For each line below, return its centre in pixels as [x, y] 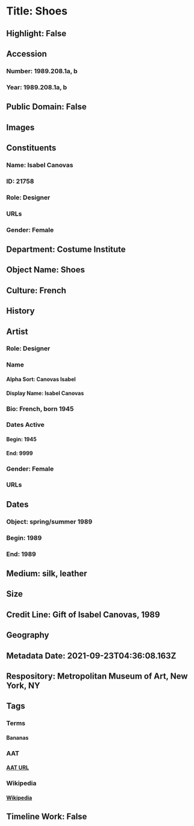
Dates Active [26, 425]
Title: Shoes [37, 11]
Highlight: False [36, 34]
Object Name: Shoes [46, 270]
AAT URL [17, 767]
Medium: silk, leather [47, 574]
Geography [28, 635]
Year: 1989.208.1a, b [37, 87]
